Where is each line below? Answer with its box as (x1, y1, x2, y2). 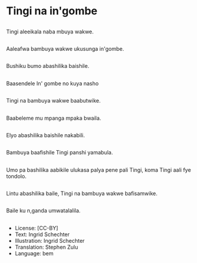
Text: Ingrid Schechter (14, 231, 70, 238)
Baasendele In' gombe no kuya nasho (6, 79, 99, 87)
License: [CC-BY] (14, 224, 59, 231)
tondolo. (6, 172, 27, 180)
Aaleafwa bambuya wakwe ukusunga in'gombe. (6, 45, 124, 52)
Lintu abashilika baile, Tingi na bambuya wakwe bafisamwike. (6, 190, 158, 197)
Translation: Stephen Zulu (14, 243, 79, 250)
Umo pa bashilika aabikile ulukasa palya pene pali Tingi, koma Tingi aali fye (6, 166, 191, 174)
